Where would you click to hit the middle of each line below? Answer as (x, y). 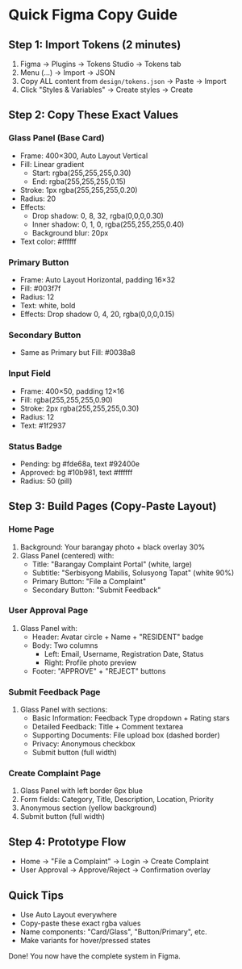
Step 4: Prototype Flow (67, 842)
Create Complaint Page (54, 774)
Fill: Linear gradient (52, 164)
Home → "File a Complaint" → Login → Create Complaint (115, 862)
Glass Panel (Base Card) (56, 138)
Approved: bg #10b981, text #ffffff (76, 472)
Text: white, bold (48, 305)
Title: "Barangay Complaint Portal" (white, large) (112, 564)
